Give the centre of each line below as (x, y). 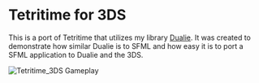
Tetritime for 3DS (67, 15)
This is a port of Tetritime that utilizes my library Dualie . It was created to (130, 37)
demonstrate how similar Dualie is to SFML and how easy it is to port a (126, 46)
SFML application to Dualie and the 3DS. (76, 55)
